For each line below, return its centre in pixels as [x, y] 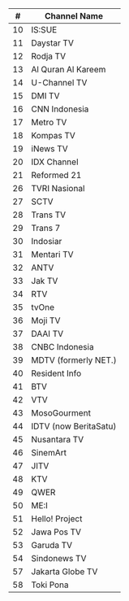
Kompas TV [53, 135]
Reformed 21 [56, 175]
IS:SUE [44, 30]
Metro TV [49, 122]
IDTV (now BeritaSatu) [74, 426]
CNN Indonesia [60, 109]
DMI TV [45, 96]
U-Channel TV [59, 83]
